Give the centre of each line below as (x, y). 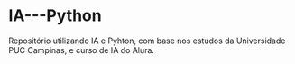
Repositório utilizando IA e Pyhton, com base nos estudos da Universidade (147, 41)
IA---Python (55, 16)
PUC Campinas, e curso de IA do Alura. (82, 50)
